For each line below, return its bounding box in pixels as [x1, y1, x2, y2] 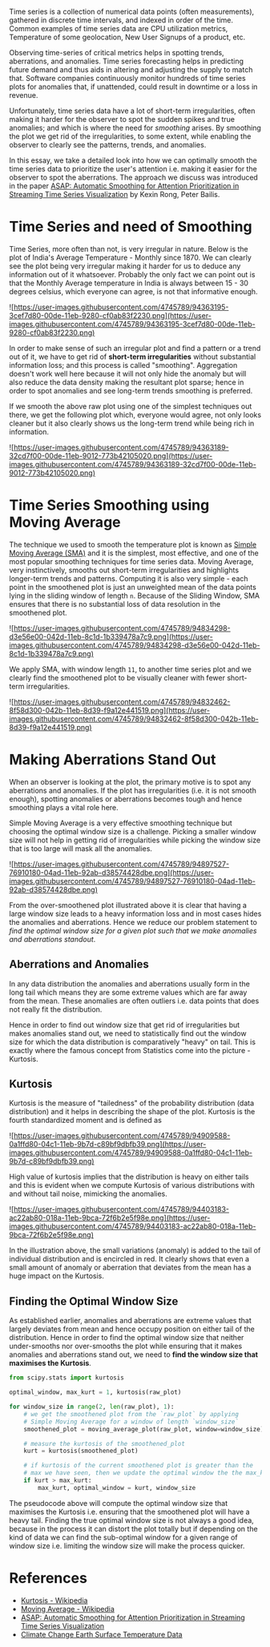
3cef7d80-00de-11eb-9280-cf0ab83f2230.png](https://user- [9, 310, 212, 320]
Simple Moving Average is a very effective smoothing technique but [9, 817, 233, 828]
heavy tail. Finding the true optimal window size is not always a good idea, [9, 1515, 255, 1525]
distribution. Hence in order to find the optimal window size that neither [9, 1333, 244, 1342]
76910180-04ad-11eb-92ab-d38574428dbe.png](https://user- [9, 867, 215, 877]
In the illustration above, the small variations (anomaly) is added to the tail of [9, 1245, 261, 1255]
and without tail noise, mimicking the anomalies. [9, 1189, 167, 1199]
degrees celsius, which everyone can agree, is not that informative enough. [9, 286, 259, 296]
